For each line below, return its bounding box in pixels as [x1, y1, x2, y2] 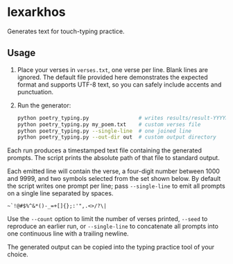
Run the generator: [17, 101, 71, 109]
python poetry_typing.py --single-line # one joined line [17, 127, 192, 134]
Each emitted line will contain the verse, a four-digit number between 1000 [7, 167, 221, 175]
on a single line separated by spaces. [7, 189, 114, 197]
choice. [7, 250, 29, 258]
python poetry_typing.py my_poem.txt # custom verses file [17, 121, 201, 128]
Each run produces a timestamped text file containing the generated [7, 146, 202, 155]
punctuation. [17, 87, 54, 96]
